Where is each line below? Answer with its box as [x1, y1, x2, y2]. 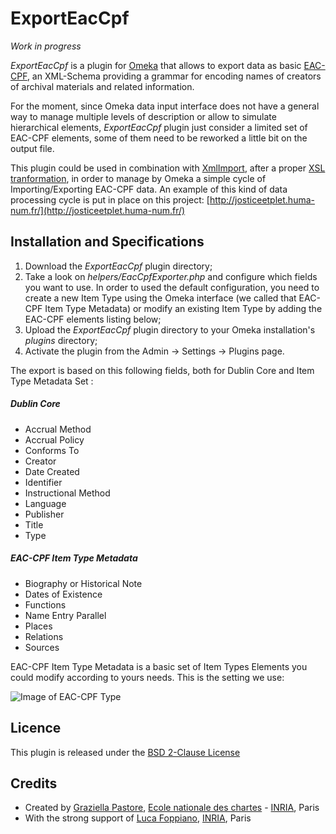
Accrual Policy [24, 433, 85, 446]
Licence [10, 720, 62, 737]
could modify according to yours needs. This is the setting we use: [10, 671, 285, 683]
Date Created [24, 465, 80, 477]
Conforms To [24, 444, 80, 456]
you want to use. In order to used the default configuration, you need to [24, 281, 320, 293]
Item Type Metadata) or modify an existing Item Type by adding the [44, 302, 323, 314]
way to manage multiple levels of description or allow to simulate [10, 110, 277, 122]
